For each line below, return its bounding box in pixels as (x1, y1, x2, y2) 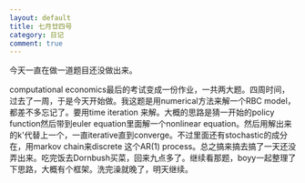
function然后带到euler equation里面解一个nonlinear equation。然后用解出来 (9, 118, 292, 129)
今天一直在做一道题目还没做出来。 (9, 65, 137, 76)
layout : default (9, 13, 71, 23)
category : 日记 (9, 30, 65, 39)
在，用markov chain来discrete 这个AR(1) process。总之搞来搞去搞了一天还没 (9, 141, 297, 152)
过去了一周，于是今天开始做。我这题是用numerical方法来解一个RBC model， (9, 96, 296, 107)
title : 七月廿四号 (9, 22, 73, 31)
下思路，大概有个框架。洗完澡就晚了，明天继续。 (9, 164, 193, 175)
